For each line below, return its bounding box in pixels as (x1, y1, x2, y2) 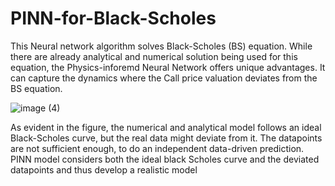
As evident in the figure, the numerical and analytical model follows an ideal (10, 121, 322, 133)
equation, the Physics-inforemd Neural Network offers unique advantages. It (10, 61, 326, 73)
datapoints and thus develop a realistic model (10, 163, 198, 176)
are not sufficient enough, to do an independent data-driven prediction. (10, 142, 305, 154)
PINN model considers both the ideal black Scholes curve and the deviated (10, 153, 320, 165)
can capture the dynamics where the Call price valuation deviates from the (10, 72, 318, 84)
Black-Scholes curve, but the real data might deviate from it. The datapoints (10, 132, 323, 144)
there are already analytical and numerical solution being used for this (10, 50, 298, 62)
